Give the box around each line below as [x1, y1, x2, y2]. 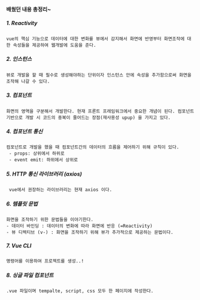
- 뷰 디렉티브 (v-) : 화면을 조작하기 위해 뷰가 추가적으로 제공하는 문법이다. [6, 229, 174, 235]
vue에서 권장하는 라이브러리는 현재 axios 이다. [8, 187, 113, 193]
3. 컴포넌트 [6, 91, 32, 99]
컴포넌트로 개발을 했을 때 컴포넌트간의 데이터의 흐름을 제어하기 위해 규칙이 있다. [6, 144, 180, 151]
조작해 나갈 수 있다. [6, 78, 50, 84]
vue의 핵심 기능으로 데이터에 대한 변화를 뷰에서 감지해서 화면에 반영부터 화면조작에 [6, 36, 184, 42]
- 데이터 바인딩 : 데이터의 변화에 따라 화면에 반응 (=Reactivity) [6, 223, 153, 229]
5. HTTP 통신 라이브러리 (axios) [6, 170, 82, 177]
